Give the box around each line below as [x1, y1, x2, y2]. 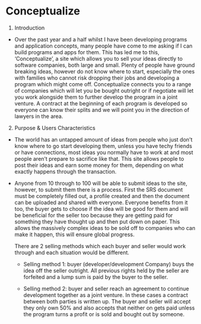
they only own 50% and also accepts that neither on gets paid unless [23, 304, 195, 311]
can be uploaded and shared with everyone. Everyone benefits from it [14, 199, 188, 206]
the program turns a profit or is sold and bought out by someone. [23, 310, 185, 317]
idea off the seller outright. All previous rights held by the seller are [23, 267, 189, 274]
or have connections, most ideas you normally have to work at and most [14, 149, 194, 156]
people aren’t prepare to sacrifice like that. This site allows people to [14, 155, 184, 162]
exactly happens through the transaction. [14, 167, 117, 175]
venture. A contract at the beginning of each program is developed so [14, 99, 188, 107]
